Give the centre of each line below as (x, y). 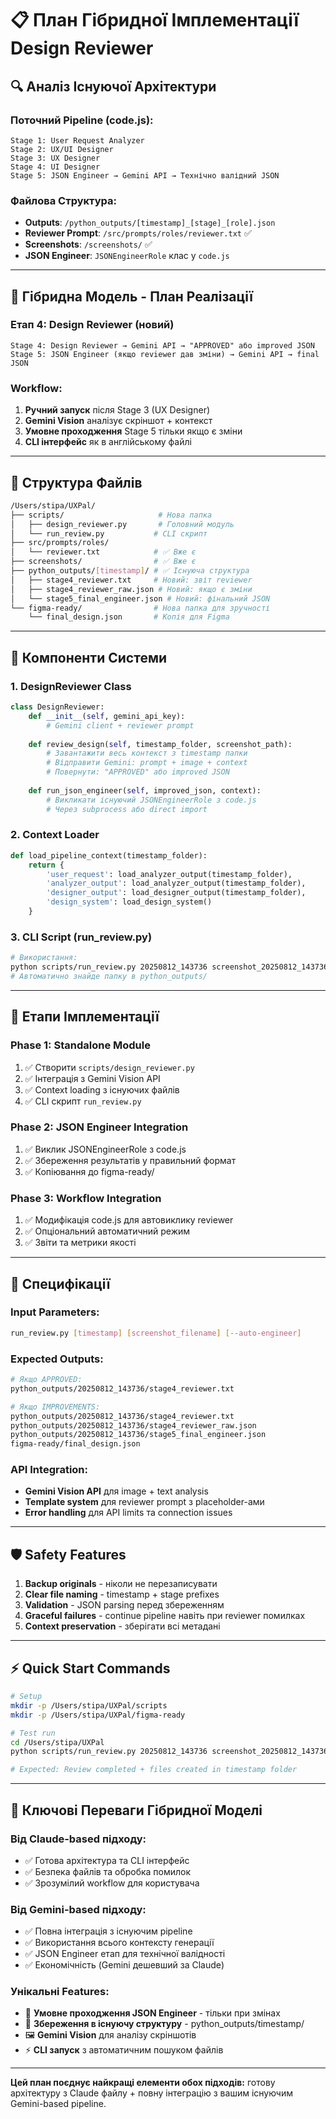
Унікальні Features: (60, 1992)
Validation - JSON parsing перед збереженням (124, 1605)
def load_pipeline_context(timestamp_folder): (109, 855)
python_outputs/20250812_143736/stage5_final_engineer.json (138, 1435)
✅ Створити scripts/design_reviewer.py (109, 1067)
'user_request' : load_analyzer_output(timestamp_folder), (169, 874)
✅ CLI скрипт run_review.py (83, 1101)
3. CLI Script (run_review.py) (81, 937)
